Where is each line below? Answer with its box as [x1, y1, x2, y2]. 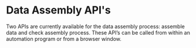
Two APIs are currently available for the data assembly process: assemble [6, 23, 185, 30]
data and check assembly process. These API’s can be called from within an [6, 29, 191, 36]
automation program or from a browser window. [6, 35, 122, 42]
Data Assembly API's [6, 4, 111, 17]
